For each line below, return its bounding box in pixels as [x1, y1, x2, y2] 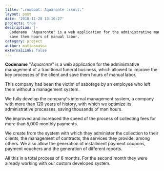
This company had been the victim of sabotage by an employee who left [5, 81, 150, 87]
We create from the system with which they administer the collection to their [5, 130, 159, 136]
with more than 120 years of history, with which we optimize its [5, 101, 132, 107]
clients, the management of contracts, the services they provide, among [5, 135, 150, 141]
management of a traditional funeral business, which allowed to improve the [5, 66, 158, 72]
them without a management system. [5, 86, 80, 92]
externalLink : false [5, 48, 47, 53]
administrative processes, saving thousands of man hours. [5, 106, 123, 112]
